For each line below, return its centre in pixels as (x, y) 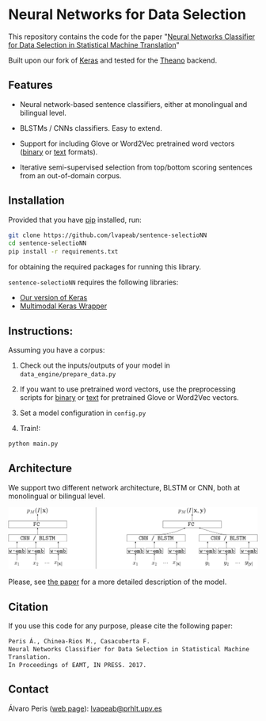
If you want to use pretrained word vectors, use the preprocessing (127, 389)
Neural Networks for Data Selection (127, 15)
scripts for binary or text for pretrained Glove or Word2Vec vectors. (129, 397)
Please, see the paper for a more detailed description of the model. (118, 582)
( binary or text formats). (59, 151)
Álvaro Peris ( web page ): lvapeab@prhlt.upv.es (85, 708)
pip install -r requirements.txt (63, 252)
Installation (36, 201)
